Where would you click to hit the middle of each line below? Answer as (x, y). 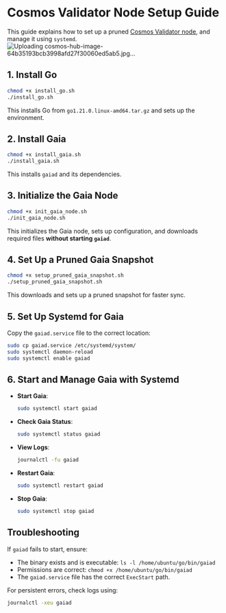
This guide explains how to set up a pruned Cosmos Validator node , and (109, 32)
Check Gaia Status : (45, 422)
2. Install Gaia (37, 139)
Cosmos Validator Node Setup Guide (113, 13)
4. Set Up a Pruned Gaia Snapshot (80, 260)
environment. (26, 117)
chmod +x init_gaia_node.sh (47, 211)
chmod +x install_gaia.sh (44, 155)
